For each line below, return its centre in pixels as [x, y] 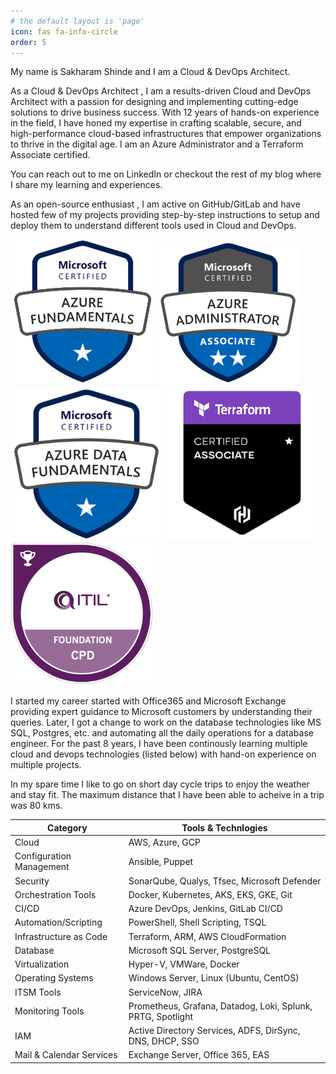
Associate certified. [50, 155]
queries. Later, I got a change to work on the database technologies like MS [166, 722]
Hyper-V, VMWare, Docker [184, 964]
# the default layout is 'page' [77, 21]
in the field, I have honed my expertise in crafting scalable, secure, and [156, 123]
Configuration [43, 856]
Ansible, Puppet [161, 861]
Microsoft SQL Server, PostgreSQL [200, 950]
